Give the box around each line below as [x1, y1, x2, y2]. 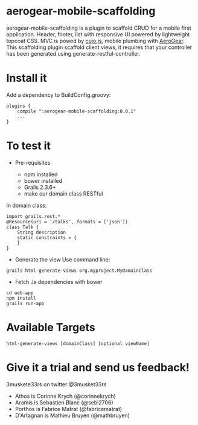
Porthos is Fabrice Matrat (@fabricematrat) [14, 405, 123, 412]
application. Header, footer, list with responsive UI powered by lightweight [6, 30, 190, 38]
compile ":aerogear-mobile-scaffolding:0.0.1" [17, 108, 136, 114]
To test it [6, 139, 51, 153]
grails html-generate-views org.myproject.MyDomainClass [6, 268, 153, 274]
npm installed [24, 171, 58, 178]
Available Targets [6, 321, 95, 334]
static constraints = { [17, 234, 77, 240]
